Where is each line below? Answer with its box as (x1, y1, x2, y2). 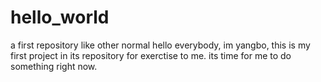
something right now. (10, 60, 98, 72)
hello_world (10, 6, 110, 29)
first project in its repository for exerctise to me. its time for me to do (10, 49, 292, 61)
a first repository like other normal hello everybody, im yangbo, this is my (10, 39, 311, 51)
